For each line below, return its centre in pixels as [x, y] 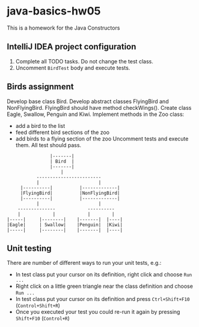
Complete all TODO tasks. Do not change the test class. [84, 61]
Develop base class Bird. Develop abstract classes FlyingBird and [88, 101]
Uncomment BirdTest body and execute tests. [73, 68]
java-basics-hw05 [54, 11]
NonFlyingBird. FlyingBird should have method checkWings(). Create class [99, 107]
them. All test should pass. [48, 145]
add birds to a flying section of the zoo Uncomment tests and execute [102, 138]
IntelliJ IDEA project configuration [72, 47]
